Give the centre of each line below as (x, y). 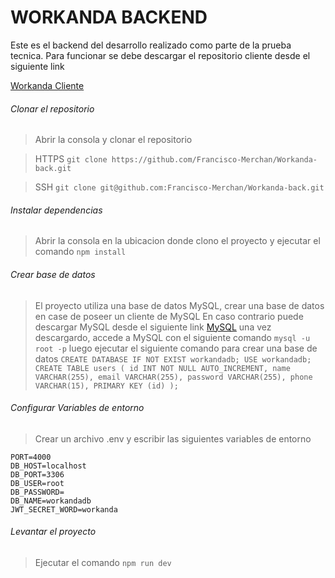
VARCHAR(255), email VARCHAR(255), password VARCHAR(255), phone (173, 377)
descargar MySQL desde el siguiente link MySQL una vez (153, 327)
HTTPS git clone (71, 159)
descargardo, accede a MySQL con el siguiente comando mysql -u (172, 337)
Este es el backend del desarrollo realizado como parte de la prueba (151, 45)
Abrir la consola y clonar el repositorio (113, 140)
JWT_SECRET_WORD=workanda (64, 509)
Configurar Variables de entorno (77, 408)
